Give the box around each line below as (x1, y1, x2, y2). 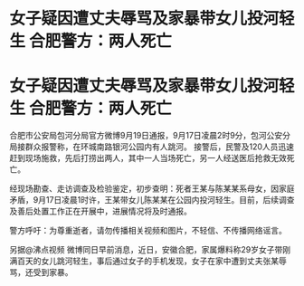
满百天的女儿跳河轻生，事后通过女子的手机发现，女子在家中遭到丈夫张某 (9, 255, 279, 267)
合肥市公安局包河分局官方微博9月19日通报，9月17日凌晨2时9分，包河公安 (9, 130, 283, 141)
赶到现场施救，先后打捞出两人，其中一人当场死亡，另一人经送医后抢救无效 (9, 153, 287, 164)
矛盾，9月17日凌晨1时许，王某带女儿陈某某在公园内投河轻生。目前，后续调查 (9, 195, 295, 205)
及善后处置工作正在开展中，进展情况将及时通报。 (9, 205, 192, 217)
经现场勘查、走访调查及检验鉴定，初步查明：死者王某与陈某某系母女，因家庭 (9, 183, 295, 195)
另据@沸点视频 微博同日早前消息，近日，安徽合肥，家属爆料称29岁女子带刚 (9, 244, 291, 255)
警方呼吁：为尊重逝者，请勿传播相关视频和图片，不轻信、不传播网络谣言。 (9, 225, 287, 236)
